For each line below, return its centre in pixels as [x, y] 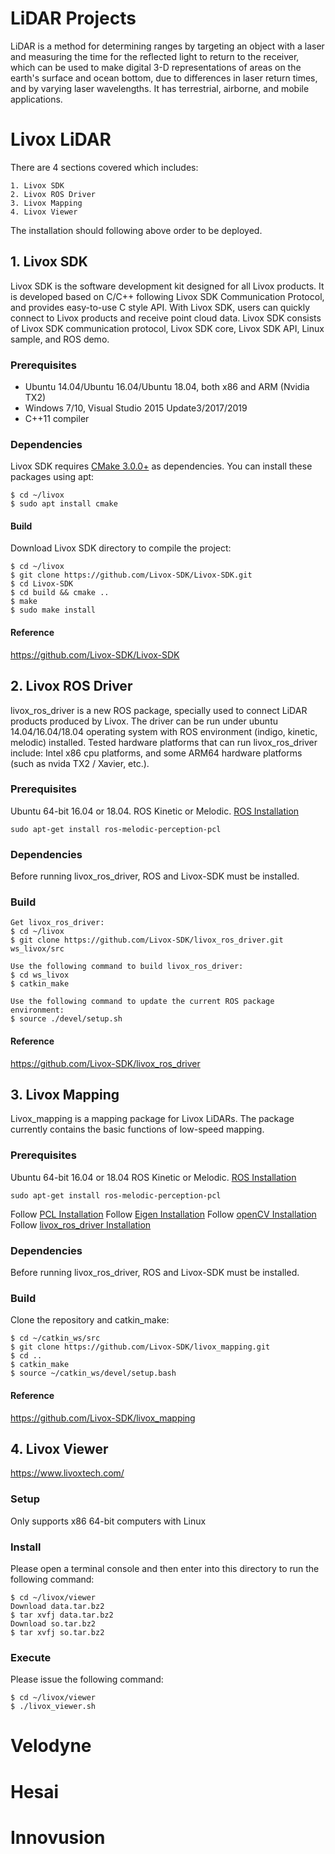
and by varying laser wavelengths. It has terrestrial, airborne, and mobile [160, 88]
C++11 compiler [57, 418]
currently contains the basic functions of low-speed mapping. [137, 1129]
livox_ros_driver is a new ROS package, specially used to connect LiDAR [159, 710]
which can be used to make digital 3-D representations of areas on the [156, 67]
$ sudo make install [53, 610]
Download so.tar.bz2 [53, 1623]
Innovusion [58, 1837]
